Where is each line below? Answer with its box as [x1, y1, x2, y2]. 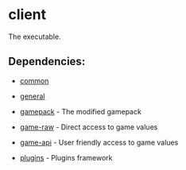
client [8, 6, 47, 24]
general [19, 91, 45, 101]
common [19, 75, 49, 85]
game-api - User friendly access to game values [19, 137, 179, 147]
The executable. [8, 32, 61, 41]
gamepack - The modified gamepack [19, 106, 141, 116]
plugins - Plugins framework [19, 153, 113, 162]
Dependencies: [8, 55, 86, 68]
